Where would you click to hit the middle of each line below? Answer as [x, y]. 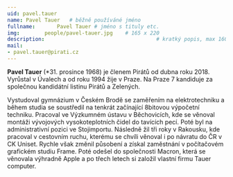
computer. [22, 166]
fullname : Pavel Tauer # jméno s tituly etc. [83, 26]
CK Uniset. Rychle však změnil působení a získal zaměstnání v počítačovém [115, 144]
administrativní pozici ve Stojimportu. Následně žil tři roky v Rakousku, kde [114, 129]
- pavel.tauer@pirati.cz [43, 53]
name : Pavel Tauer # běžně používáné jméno [74, 20]
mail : [15, 46]
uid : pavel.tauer [32, 13]
